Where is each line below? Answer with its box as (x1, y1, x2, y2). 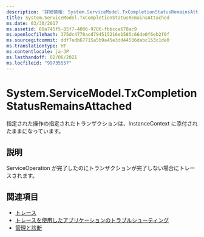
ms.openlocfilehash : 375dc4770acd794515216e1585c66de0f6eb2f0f (6, 32, 170, 38)
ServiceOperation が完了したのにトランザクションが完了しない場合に (6, 164, 180, 172)
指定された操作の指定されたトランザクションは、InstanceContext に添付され (6, 120, 198, 127)
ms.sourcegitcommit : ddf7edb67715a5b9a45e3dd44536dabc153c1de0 (6, 37, 170, 43)
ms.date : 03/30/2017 (6, 20, 59, 26)
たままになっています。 (6, 127, 64, 135)
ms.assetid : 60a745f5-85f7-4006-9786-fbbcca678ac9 (6, 26, 137, 32)
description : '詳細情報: (6, 9, 66, 15)
